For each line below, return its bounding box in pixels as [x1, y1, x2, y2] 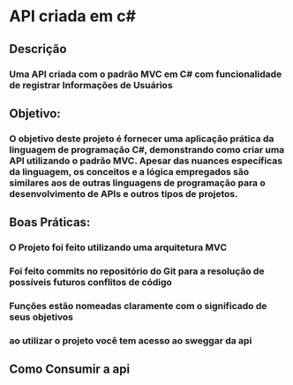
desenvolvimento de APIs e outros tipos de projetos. [9, 187, 238, 200]
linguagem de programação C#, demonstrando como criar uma [9, 143, 285, 155]
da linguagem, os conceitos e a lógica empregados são [9, 165, 250, 177]
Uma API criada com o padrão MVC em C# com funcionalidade [9, 68, 282, 80]
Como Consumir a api [9, 362, 131, 377]
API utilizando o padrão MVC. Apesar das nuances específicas [9, 155, 283, 167]
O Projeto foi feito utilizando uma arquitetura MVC [9, 241, 228, 253]
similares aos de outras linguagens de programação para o [9, 177, 267, 189]
